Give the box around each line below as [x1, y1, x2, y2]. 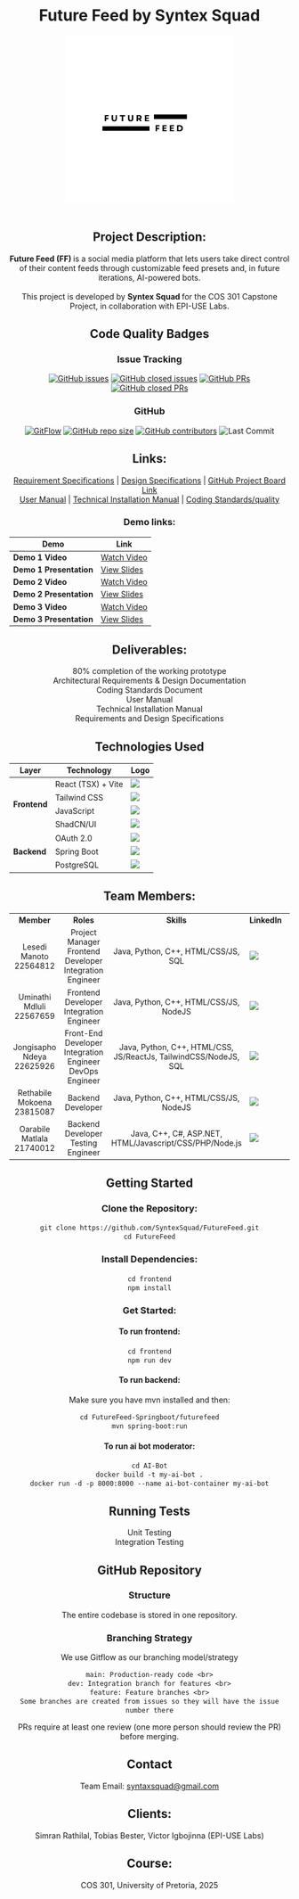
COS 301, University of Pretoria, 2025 [80, 1879, 219, 1890]
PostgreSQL [54, 859, 100, 870]
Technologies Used [94, 739, 205, 754]
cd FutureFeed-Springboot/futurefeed [79, 1413, 220, 1422]
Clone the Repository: [101, 1203, 198, 1215]
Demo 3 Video [12, 601, 68, 612]
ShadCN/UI [54, 819, 97, 830]
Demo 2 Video [12, 577, 68, 588]
